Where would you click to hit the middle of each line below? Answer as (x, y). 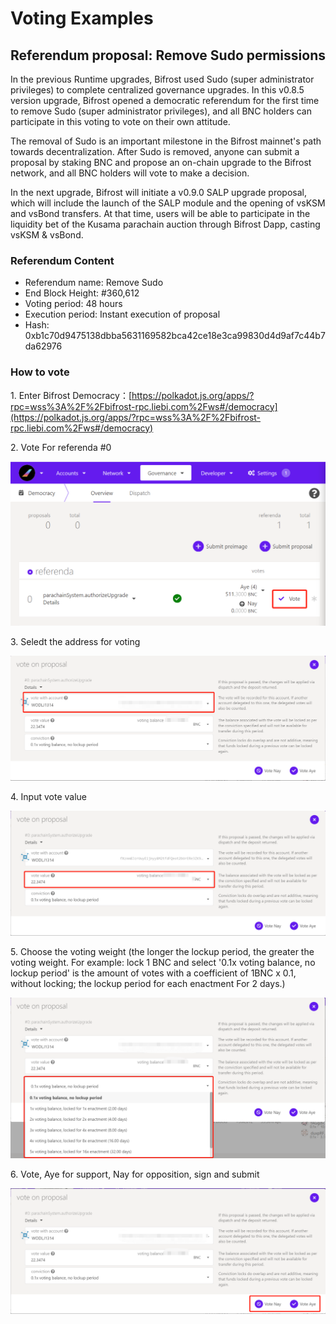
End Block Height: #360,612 (82, 293)
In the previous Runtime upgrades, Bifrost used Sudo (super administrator (162, 79)
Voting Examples (82, 18)
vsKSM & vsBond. (47, 235)
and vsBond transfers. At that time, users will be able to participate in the (160, 213)
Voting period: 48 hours (73, 304)
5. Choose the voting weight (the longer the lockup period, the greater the (162, 952)
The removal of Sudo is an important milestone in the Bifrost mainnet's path (166, 141)
